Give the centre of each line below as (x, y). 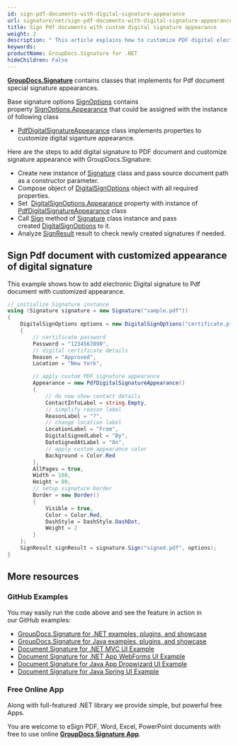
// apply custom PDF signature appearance (96, 377)
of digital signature (50, 267)
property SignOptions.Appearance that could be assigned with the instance (118, 109)
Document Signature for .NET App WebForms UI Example (101, 656)
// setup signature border (73, 489)
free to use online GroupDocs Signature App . (74, 734)
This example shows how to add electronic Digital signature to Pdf (104, 284)
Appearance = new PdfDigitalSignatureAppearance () (109, 383)
